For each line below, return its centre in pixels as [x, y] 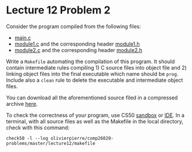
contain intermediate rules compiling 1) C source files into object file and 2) [97, 67]
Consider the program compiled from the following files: [74, 26]
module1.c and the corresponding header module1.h [77, 44]
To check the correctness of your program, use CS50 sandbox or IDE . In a [95, 115]
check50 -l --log [27, 138]
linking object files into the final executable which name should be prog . [92, 74]
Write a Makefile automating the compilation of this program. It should [90, 61]
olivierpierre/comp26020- [82, 138]
